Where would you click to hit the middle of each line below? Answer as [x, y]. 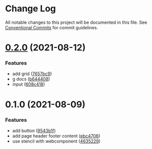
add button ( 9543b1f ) [34, 130]
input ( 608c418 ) [29, 84]
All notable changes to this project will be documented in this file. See [76, 22]
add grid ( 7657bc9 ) [32, 74]
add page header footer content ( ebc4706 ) [56, 136]
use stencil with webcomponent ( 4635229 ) [56, 141]
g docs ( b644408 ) [31, 79]
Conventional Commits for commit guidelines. [51, 27]
